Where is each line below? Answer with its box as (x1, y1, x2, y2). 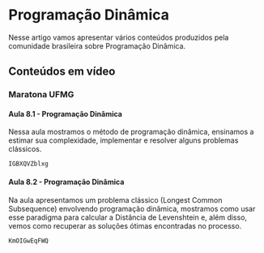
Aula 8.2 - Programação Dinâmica (8, 177, 125, 187)
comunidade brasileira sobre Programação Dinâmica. (8, 41, 186, 50)
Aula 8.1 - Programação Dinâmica (8, 109, 123, 118)
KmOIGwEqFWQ (8, 237, 49, 245)
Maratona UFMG (8, 89, 75, 101)
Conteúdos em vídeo (8, 65, 116, 79)
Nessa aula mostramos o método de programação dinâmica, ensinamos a (8, 127, 254, 137)
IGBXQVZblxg (8, 160, 49, 168)
